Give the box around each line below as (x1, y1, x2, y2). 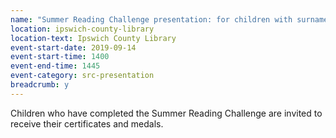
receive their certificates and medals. (10, 117, 164, 130)
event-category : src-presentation (10, 71, 155, 81)
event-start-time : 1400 (10, 52, 110, 62)
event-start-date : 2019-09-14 (10, 42, 137, 53)
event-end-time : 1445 (10, 61, 101, 71)
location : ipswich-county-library (10, 24, 155, 34)
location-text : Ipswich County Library (10, 33, 177, 43)
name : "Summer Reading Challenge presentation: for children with (10, 14, 293, 25)
